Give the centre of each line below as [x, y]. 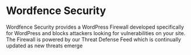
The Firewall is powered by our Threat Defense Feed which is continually [93, 39]
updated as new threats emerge [44, 46]
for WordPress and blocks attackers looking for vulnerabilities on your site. [96, 33]
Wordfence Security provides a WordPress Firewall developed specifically [95, 27]
